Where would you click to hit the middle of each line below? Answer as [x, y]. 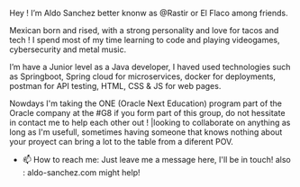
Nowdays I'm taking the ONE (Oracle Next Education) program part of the [145, 103]
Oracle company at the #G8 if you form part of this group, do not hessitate [147, 113]
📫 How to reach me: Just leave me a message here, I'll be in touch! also [156, 160]
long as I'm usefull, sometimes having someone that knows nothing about [146, 132]
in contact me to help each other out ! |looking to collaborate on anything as [150, 122]
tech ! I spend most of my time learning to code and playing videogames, [145, 40]
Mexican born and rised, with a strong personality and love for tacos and [144, 30]
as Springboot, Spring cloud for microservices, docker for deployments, [143, 76]
